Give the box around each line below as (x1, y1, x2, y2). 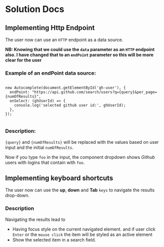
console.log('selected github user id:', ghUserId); (14, 103, 126, 108)
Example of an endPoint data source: (5, 69, 96, 76)
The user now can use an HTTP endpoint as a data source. (5, 37, 124, 43)
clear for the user (5, 57, 42, 63)
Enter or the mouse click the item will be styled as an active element (12, 231, 153, 237)
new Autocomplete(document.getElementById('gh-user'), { (5, 85, 126, 91)
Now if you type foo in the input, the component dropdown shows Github (5, 154, 156, 160)
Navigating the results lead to (5, 216, 66, 222)
